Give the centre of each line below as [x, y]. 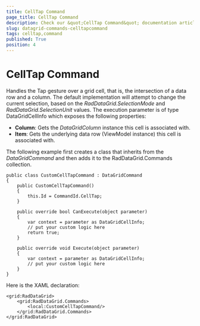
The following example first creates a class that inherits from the [85, 152]
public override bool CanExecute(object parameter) [82, 212]
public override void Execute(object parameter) [78, 248]
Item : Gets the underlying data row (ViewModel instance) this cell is [98, 134]
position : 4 [21, 45]
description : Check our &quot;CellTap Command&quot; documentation [92, 23]
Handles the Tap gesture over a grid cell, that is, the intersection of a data [96, 90]
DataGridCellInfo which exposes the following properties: [76, 116]
